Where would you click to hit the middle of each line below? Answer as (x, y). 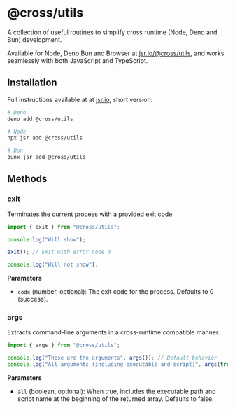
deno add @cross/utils (40, 119)
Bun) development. (35, 39)
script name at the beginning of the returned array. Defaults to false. (116, 399)
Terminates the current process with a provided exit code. (91, 214)
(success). (33, 299)
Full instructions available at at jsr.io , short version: (80, 99)
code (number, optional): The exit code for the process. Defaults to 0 (115, 292)
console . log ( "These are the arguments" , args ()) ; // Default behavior (112, 358)
